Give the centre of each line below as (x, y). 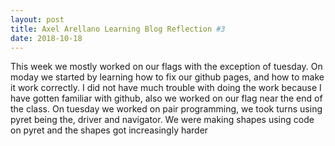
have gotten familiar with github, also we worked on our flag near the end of (166, 98)
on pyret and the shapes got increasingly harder (109, 130)
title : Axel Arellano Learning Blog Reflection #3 (118, 29)
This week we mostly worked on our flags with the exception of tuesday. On (166, 67)
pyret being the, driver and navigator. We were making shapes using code (162, 120)
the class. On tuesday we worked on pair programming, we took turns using (166, 109)
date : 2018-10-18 (46, 38)
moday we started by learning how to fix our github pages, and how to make (167, 77)
